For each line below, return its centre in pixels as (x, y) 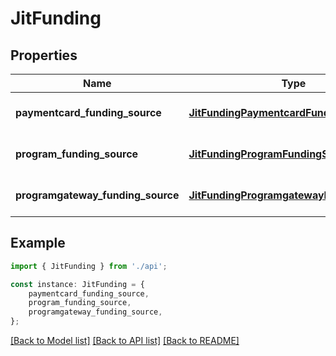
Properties (44, 55)
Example (38, 243)
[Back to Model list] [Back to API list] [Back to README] (125, 341)
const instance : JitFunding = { (77, 284)
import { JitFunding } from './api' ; (89, 266)
